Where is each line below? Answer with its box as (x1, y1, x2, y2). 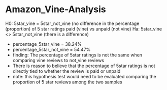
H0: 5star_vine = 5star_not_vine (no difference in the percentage (5, 20, 140, 26)
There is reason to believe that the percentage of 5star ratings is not (12, 63, 155, 69)
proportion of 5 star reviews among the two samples (12, 79, 123, 85)
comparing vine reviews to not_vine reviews (12, 57, 104, 63)
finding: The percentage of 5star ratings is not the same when (12, 52, 143, 58)
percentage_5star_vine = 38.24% (12, 41, 82, 47)
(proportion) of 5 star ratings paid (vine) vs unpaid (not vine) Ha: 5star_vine (5, 25, 162, 32)
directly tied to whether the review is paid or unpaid (12, 68, 121, 74)
